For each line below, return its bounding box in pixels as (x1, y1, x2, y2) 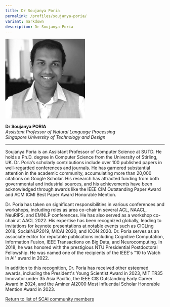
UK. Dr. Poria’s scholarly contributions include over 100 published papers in (5, 160, 162, 166)
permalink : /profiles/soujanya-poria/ (5, 13, 87, 19)
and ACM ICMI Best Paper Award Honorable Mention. (5, 192, 116, 198)
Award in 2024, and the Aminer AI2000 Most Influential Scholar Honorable (5, 281, 160, 287)
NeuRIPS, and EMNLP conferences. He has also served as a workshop (5, 212, 152, 218)
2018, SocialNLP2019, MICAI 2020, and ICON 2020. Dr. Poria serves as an (5, 228, 159, 234)
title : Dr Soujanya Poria (5, 8, 60, 13)
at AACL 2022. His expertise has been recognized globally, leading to (17, 218, 162, 224)
